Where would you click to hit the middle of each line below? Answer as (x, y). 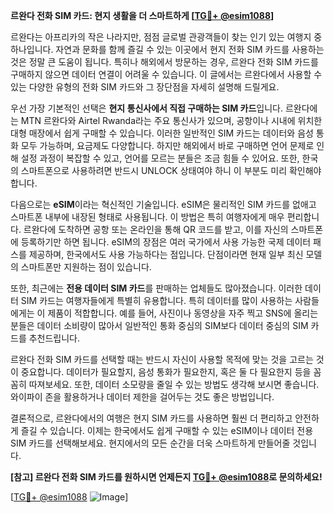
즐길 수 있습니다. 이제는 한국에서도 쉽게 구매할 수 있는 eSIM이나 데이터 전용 (167, 430)
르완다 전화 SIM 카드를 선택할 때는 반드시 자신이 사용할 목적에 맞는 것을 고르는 (162, 359)
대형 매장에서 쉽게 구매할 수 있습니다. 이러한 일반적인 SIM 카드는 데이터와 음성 (162, 133)
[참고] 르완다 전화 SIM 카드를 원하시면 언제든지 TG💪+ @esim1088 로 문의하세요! (166, 477)
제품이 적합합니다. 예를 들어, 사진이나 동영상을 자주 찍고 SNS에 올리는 (183, 313)
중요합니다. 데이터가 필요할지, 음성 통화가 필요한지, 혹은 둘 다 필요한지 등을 (166, 372)
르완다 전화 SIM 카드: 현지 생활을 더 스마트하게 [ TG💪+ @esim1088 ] (142, 15)
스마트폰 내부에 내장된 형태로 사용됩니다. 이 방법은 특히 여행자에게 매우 (147, 217)
